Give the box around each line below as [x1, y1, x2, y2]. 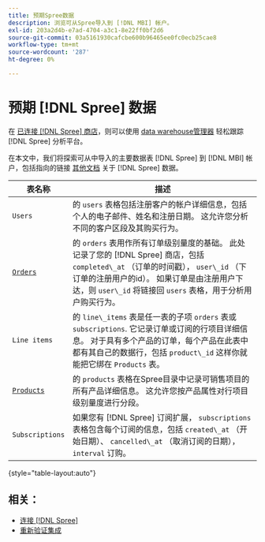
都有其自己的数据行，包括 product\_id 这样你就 [72, 346, 248, 357]
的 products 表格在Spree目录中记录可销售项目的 [72, 373, 250, 384]
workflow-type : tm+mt [8, 41, 80, 49]
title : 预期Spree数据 [8, 11, 75, 20]
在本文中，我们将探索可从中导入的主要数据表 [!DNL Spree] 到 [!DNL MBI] [8, 153, 244, 163]
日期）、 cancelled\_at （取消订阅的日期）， [80, 435, 241, 447]
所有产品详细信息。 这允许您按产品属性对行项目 [72, 385, 248, 396]
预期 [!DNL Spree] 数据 [8, 99, 156, 117]
